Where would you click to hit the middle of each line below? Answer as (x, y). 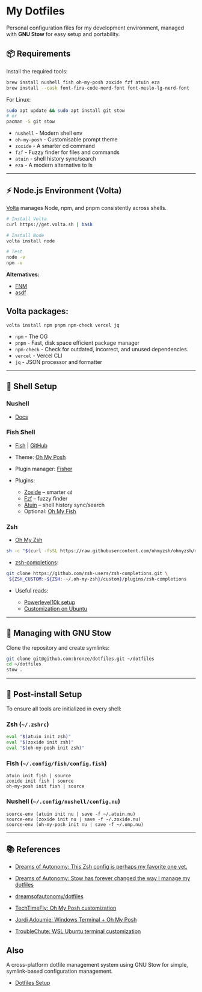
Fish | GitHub (31, 445)
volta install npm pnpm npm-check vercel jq (63, 325)
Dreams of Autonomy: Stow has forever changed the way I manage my (103, 878)
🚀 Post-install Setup (44, 694)
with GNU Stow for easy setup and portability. (63, 34)
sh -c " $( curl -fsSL (32, 551)
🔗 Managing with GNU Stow (59, 633)
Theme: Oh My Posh (40, 457)
